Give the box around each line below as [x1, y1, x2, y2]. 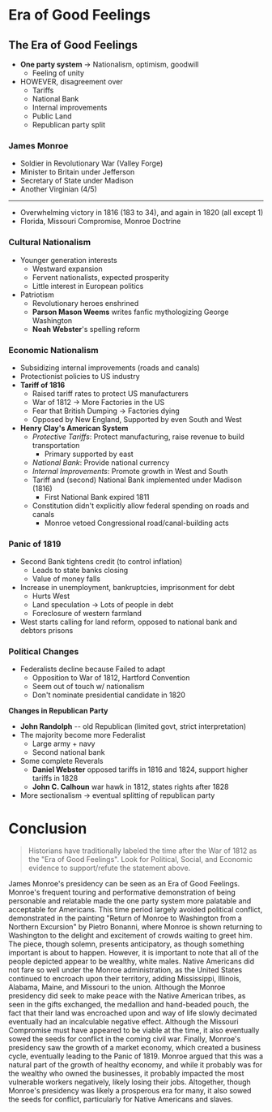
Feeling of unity [32, 68, 85, 78]
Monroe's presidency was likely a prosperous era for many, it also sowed [8, 1086, 252, 1096]
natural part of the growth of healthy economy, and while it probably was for [8, 1060, 263, 1070]
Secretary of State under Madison [19, 176, 134, 186]
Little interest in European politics [32, 281, 144, 291]
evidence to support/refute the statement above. [28, 863, 191, 873]
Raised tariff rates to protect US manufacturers [32, 388, 189, 399]
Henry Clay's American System [19, 423, 129, 433]
